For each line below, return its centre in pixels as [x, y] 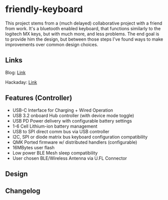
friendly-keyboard [44, 9]
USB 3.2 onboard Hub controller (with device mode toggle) [73, 115]
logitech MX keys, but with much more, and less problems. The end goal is [82, 34]
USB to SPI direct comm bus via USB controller [61, 131]
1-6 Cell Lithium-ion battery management [55, 126]
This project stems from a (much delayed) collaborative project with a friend [84, 23]
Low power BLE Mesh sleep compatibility [55, 153]
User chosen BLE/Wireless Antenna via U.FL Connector [70, 158]
